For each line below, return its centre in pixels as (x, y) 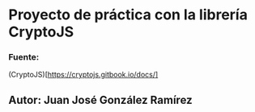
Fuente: (24, 57)
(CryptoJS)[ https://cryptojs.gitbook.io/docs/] (83, 75)
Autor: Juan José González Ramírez (100, 100)
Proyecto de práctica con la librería (128, 15)
